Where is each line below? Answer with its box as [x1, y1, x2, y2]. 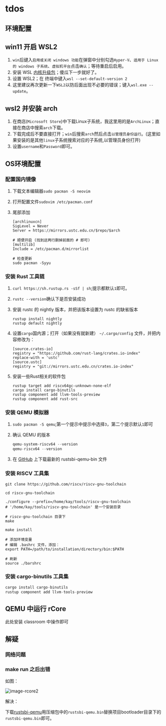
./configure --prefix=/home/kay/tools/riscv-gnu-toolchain [5, 499, 131, 504]
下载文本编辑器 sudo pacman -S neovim [12, 188, 91, 194]
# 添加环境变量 [5, 537, 32, 542]
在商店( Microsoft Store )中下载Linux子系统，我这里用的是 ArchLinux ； [12, 118, 155, 124]
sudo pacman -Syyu [12, 260, 51, 265]
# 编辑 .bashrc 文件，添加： [5, 542, 60, 547]
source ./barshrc [5, 560, 41, 565]
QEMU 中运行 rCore [5, 604, 66, 613]
